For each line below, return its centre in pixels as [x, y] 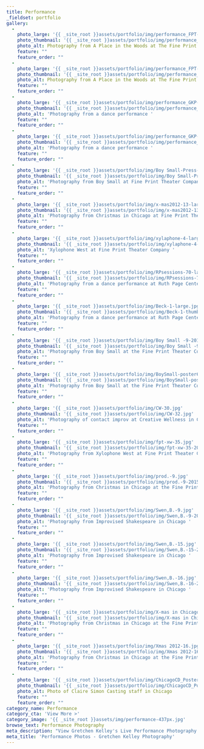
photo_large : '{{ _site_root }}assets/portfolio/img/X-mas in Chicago [108, 612]
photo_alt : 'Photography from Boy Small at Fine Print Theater [99, 182]
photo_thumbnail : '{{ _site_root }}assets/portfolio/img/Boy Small [104, 346]
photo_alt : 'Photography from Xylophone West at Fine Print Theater [106, 454]
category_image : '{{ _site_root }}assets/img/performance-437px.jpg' [96, 720]
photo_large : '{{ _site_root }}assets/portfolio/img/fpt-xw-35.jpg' [106, 442]
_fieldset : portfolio [34, 18]
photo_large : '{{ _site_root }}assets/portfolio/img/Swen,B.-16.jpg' [107, 578]
